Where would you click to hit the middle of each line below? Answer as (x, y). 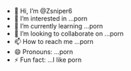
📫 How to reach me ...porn (54, 42)
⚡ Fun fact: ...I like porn (48, 60)
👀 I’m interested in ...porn (51, 18)
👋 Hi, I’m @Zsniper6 (43, 11)
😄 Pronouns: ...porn (44, 52)
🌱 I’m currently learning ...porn (58, 26)
